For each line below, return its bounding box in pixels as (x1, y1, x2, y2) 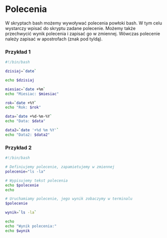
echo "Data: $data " (5, 119, 46, 124)
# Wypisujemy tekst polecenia (5, 178, 68, 183)
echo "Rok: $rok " (5, 105, 41, 110)
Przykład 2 (5, 144, 32, 151)
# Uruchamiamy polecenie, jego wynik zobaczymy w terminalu (5, 196, 133, 202)
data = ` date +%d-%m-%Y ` (5, 114, 52, 119)
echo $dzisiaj (5, 77, 35, 83)
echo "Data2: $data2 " (5, 132, 50, 137)
